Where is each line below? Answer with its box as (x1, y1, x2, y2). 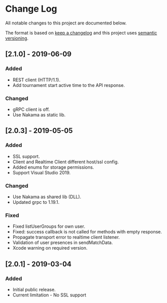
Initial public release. (12, 286, 56, 292)
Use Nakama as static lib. (12, 111, 66, 117)
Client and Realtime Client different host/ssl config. (12, 159, 119, 165)
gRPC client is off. (12, 106, 50, 112)
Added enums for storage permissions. (12, 164, 95, 170)
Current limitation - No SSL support (12, 292, 87, 298)
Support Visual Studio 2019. (12, 169, 71, 175)
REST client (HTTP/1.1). (12, 77, 61, 83)
